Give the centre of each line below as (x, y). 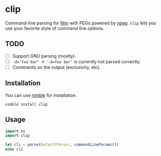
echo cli (14, 150)
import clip (17, 136)
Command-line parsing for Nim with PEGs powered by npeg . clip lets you (81, 23)
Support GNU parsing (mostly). (44, 56)
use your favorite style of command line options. (55, 28)
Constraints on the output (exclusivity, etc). (56, 67)
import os (15, 131)
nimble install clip (27, 104)
